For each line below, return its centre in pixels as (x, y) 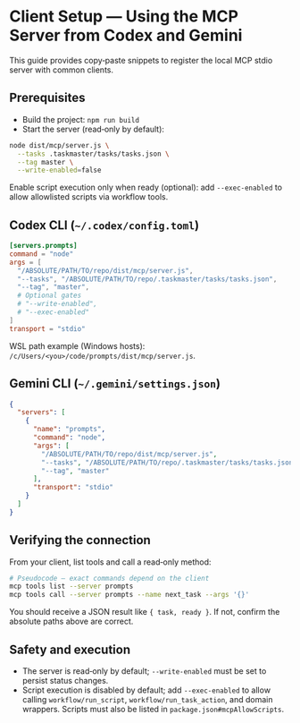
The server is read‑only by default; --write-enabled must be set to (144, 671)
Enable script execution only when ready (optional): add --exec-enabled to (146, 187)
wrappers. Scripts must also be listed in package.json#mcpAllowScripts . (153, 709)
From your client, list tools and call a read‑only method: (110, 562)
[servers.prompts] (43, 246)
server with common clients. (62, 70)
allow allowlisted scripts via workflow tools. (89, 197)
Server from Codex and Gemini (126, 35)
